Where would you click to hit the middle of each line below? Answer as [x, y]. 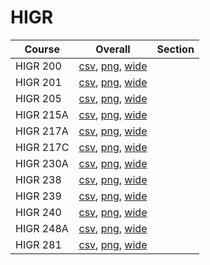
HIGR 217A [42, 131]
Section [175, 49]
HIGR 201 [38, 82]
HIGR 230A [42, 163]
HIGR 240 [38, 212]
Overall [113, 49]
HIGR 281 [38, 244]
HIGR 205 [38, 98]
